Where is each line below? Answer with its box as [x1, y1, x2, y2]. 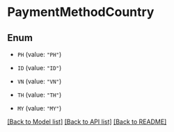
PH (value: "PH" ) [17, 50, 62, 58]
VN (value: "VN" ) [17, 77, 62, 85]
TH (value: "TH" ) [17, 91, 62, 99]
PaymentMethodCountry [7, 4, 155, 20]
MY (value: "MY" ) [17, 104, 62, 112]
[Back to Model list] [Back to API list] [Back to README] [7, 117, 167, 126]
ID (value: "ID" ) [17, 64, 62, 72]
